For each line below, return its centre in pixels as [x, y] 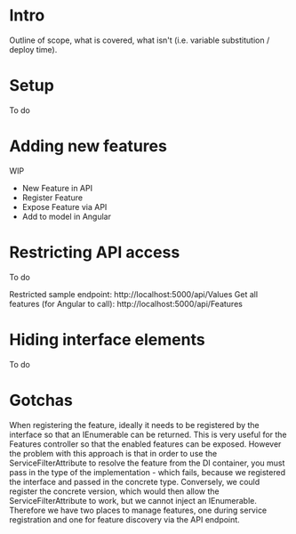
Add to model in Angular [66, 216]
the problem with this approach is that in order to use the [113, 453]
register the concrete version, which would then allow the [114, 491]
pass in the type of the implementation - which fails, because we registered [148, 472]
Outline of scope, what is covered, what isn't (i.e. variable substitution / [140, 40]
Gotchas [41, 400]
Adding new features [88, 146]
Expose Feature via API [64, 206]
